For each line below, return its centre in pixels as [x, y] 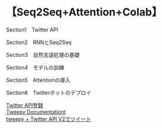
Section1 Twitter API [32, 30]
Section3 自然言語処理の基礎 [43, 55]
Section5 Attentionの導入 [38, 80]
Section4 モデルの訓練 [35, 67]
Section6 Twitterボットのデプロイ [49, 92]
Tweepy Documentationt [36, 112]
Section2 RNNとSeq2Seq [39, 42]
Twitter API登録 [25, 105]
